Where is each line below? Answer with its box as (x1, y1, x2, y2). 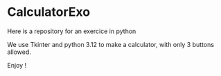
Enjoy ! (7, 61, 27, 69)
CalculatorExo (7, 4, 91, 20)
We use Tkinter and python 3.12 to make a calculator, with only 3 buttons (7, 40, 215, 48)
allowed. (7, 48, 31, 56)
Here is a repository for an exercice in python (7, 27, 136, 35)
